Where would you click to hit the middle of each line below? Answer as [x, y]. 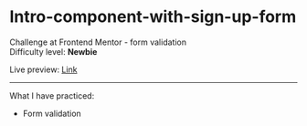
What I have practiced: [52, 95]
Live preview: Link [43, 69]
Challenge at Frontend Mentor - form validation [98, 42]
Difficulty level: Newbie [53, 51]
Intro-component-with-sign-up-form [153, 17]
